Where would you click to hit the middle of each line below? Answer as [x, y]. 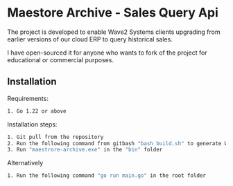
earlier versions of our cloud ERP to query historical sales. [90, 39]
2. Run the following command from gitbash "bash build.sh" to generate [114, 143]
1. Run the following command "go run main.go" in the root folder [107, 176]
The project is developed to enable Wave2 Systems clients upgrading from [114, 32]
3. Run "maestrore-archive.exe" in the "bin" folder [85, 150]
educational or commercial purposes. [61, 59]
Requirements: [28, 98]
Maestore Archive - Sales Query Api [113, 13]
